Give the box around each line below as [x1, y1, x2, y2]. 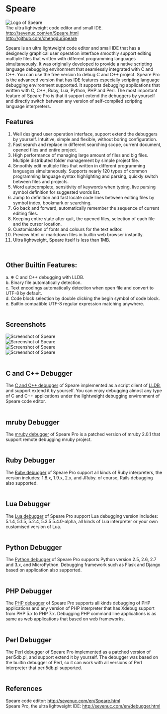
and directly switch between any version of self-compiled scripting [5, 98, 143, 104]
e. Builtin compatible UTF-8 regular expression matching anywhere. [5, 300, 145, 306]
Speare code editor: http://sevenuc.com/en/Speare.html [5, 698, 121, 704]
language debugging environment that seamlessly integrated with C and [5, 66, 154, 72]
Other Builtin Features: [5, 261, 78, 270]
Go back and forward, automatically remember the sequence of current [12, 205, 160, 211]
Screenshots [5, 320, 46, 329]
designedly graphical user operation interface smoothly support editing [5, 50, 152, 56]
